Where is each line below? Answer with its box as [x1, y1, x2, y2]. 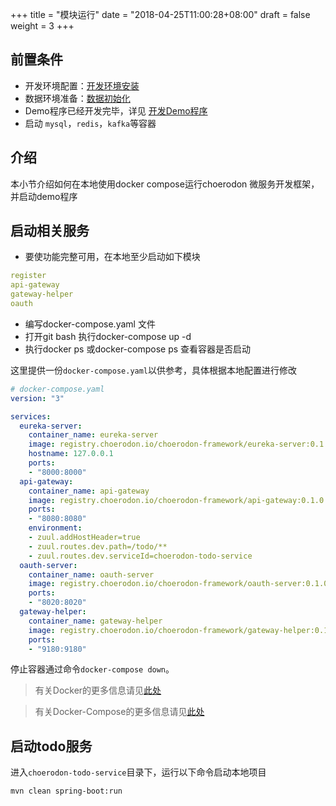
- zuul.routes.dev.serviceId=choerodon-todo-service [28, 551, 253, 561]
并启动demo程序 [10, 190, 78, 202]
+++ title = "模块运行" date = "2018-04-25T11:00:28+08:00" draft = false [10, 9, 311, 20]
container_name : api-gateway [28, 486, 150, 496]
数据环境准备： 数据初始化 [24, 92, 131, 104]
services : [10, 411, 52, 422]
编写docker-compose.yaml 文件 [24, 318, 156, 330]
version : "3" [10, 393, 65, 403]
